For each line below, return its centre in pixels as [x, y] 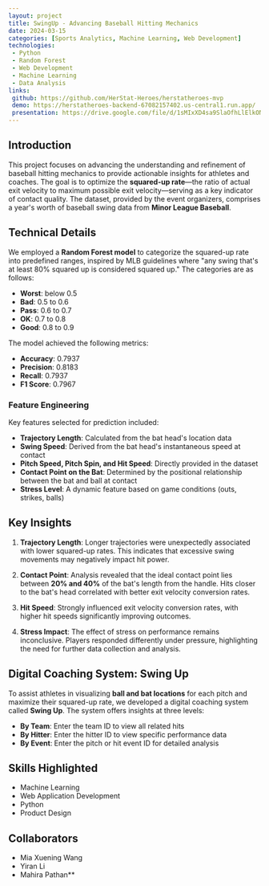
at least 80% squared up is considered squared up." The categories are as [131, 269]
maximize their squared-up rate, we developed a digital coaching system [128, 702]
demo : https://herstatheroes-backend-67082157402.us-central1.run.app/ [134, 105]
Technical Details [52, 233]
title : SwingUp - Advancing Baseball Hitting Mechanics [103, 23]
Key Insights [40, 523]
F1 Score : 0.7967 [48, 384]
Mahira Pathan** [47, 875]
